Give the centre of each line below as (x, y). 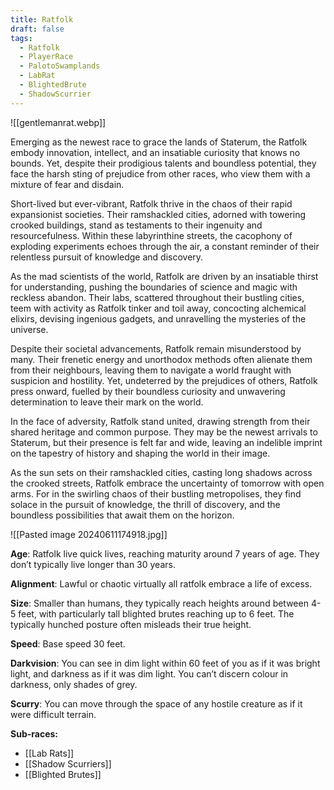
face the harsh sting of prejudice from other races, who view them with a (160, 173)
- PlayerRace (46, 57)
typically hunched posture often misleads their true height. (131, 624)
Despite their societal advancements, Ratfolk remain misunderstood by (156, 348)
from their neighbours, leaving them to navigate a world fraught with (151, 370)
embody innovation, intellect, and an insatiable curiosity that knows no (155, 152)
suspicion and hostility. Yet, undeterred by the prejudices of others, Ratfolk (164, 380)
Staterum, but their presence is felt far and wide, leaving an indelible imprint (166, 442)
